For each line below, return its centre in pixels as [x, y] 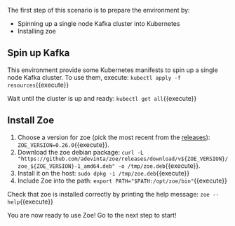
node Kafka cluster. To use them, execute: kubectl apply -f [94, 77]
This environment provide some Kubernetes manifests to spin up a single [113, 70]
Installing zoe [36, 31]
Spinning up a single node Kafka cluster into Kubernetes [99, 23]
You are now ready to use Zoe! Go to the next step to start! [92, 215]
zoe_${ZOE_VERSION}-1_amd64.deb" [66, 166]
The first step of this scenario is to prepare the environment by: [99, 10]
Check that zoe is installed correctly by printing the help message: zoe [109, 194]
